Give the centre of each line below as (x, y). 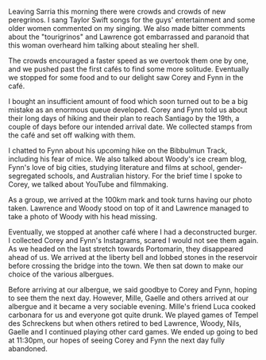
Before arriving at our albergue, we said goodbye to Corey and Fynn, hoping (133, 290)
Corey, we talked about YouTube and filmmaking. (88, 184)
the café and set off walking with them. (72, 135)
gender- (230, 167)
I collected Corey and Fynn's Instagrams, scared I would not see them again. (133, 240)
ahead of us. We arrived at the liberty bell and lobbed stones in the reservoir (133, 257)
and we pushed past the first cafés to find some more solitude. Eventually (129, 69)
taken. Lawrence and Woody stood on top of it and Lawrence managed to (129, 208)
